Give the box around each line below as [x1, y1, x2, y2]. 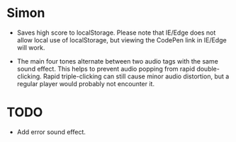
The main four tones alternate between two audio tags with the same [16, 57, 219, 65]
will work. [16, 43, 45, 52]
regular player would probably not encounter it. [16, 79, 155, 88]
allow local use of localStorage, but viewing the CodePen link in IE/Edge [16, 35, 227, 44]
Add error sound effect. [16, 127, 86, 136]
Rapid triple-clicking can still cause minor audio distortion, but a [43, 72, 230, 81]
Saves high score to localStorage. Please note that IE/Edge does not [16, 28, 216, 37]
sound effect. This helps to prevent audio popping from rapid [16, 64, 196, 73]
